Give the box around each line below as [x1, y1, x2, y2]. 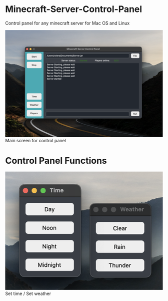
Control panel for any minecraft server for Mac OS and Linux [5, 20, 130, 26]
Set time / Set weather [5, 290, 51, 296]
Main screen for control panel [5, 137, 66, 143]
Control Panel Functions [5, 155, 107, 166]
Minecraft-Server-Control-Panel [5, 4, 142, 15]
